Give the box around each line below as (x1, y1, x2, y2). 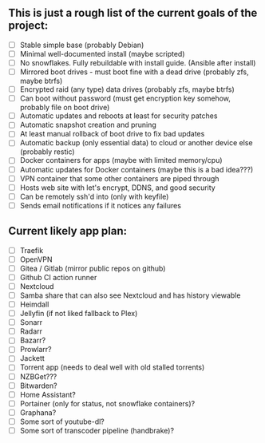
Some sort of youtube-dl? (19, 417, 105, 426)
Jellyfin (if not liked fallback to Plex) (19, 309, 138, 318)
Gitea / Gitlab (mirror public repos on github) (19, 263, 166, 273)
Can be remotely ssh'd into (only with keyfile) (19, 192, 169, 201)
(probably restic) (19, 147, 75, 156)
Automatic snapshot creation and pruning (19, 120, 157, 130)
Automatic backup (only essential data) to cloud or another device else (19, 138, 253, 148)
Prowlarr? (19, 345, 52, 354)
